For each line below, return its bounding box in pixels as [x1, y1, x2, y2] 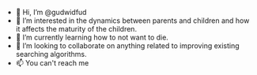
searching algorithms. [15, 50, 87, 58]
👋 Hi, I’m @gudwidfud [15, 8, 87, 17]
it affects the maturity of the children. [15, 24, 137, 33]
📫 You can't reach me [15, 58, 89, 67]
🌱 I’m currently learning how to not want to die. [15, 32, 168, 42]
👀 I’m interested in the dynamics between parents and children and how [15, 16, 250, 25]
